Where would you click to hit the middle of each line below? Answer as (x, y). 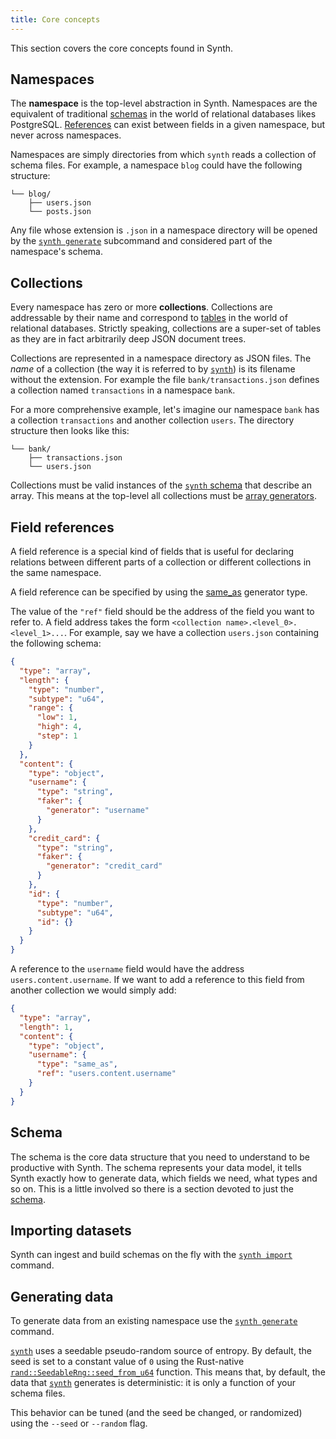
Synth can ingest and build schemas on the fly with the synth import (151, 1255)
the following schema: (56, 643)
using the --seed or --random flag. (79, 1423)
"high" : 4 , (59, 727)
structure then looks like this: (70, 431)
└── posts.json (60, 212)
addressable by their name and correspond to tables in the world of (149, 318)
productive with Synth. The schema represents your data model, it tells (156, 1167)
